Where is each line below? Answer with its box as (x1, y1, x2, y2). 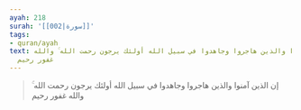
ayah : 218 (9, 13, 47, 23)
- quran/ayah (9, 38, 59, 48)
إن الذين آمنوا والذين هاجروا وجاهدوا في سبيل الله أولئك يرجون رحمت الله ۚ (31, 80, 279, 90)
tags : (9, 30, 30, 39)
